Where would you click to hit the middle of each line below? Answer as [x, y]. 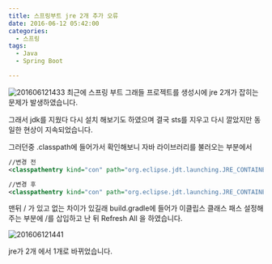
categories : [28, 31]
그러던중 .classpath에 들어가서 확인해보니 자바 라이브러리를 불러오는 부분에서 [130, 147]
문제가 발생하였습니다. [43, 102]
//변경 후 [22, 184]
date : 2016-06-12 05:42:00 [54, 23]
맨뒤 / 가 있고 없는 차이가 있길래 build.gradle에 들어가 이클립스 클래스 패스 [125, 208]
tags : [17, 46]
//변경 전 [22, 162]
